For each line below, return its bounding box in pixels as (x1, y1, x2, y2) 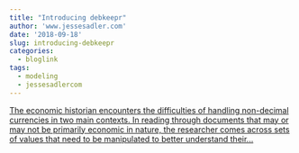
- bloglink (17, 55, 59, 64)
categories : (9, 47, 54, 56)
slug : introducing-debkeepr (9, 38, 115, 48)
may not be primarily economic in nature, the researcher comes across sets (9, 123, 290, 135)
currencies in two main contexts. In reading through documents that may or (9, 114, 290, 125)
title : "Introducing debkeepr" (9, 13, 127, 22)
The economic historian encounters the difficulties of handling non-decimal (9, 104, 290, 115)
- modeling (17, 72, 59, 81)
